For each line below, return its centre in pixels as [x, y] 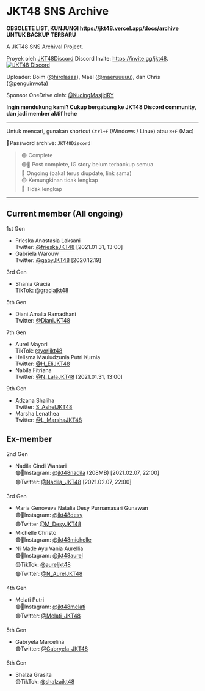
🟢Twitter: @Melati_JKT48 [48, 616]
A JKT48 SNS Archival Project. [45, 47]
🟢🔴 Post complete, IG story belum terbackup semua [87, 164]
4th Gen [16, 588]
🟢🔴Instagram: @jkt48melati [50, 607]
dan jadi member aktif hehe [42, 113]
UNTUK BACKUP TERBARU [41, 34]
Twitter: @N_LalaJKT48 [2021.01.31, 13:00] [69, 376]
